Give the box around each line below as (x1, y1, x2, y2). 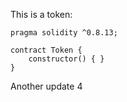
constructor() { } (28, 54, 105, 64)
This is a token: (10, 9, 73, 20)
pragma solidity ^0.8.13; (10, 28, 118, 38)
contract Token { (10, 45, 83, 55)
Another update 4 (10, 80, 83, 92)
